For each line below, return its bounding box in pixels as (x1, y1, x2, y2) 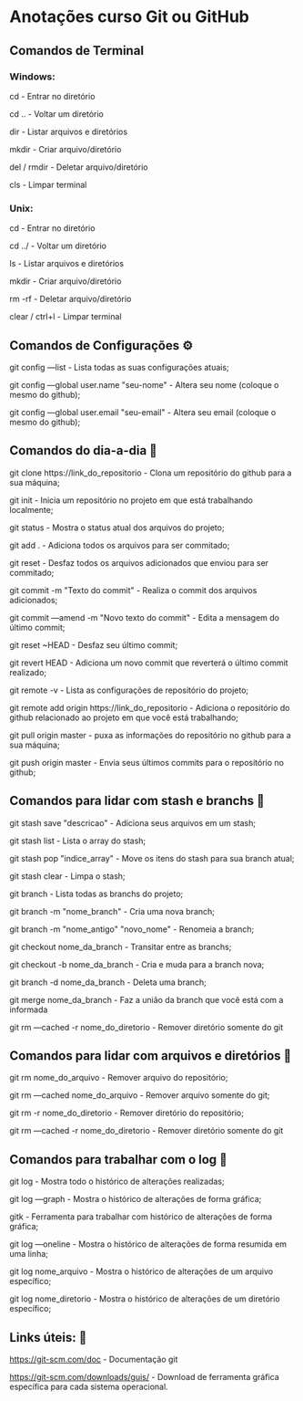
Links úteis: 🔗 (9, 1330, 87, 1345)
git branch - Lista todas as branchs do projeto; (9, 888, 184, 899)
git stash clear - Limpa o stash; (9, 870, 126, 882)
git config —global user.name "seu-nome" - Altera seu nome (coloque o (9, 379, 279, 390)
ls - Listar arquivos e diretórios (9, 258, 125, 269)
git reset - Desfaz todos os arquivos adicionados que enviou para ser (9, 557, 269, 568)
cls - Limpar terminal (9, 179, 87, 190)
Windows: (9, 70, 56, 83)
